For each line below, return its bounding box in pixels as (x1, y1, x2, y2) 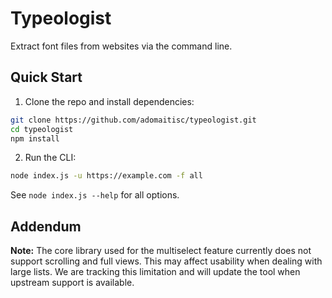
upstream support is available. (10, 277, 135, 289)
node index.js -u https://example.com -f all (10, 171, 203, 181)
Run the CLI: (24, 152, 77, 164)
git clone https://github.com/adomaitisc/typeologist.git (10, 115, 257, 125)
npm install (10, 133, 60, 144)
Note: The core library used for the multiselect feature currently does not (10, 245, 312, 257)
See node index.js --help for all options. (10, 189, 180, 201)
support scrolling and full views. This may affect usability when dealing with (10, 255, 323, 267)
